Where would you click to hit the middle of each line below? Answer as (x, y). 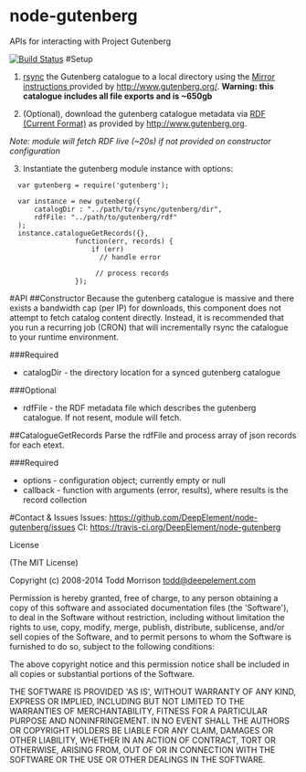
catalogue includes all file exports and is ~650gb (117, 96)
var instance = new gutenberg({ (79, 201)
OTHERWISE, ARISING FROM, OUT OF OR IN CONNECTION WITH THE (142, 749)
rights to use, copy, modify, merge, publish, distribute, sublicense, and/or (147, 627)
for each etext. (37, 445)
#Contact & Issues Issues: (58, 517)
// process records (132, 273)
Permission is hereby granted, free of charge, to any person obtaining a (144, 598)
